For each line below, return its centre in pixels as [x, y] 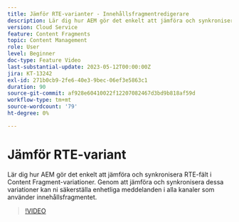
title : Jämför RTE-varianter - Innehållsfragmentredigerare [99, 14]
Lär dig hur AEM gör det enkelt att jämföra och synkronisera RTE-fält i [110, 174]
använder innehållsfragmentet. [52, 197]
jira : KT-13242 [30, 73]
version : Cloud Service [43, 27]
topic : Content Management [47, 41]
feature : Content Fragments [49, 34]
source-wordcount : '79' [43, 107]
